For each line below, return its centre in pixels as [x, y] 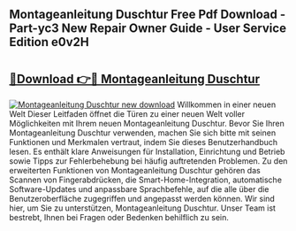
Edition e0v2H [49, 42]
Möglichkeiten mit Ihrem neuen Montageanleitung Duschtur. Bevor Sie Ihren [147, 123]
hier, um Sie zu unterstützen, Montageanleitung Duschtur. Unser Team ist [143, 208]
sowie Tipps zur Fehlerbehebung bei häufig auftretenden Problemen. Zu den [148, 161]
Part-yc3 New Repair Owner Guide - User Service [148, 29]
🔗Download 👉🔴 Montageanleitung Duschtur [135, 79]
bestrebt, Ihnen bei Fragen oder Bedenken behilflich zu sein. [119, 217]
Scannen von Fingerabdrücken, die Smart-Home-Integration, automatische [146, 180]
